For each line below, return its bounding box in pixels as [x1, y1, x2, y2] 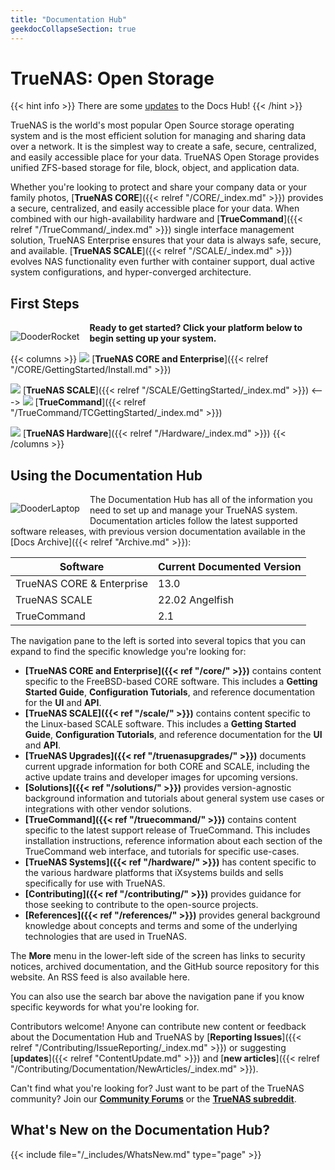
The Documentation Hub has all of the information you [89, 494, 313, 506]
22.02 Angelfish [158, 593, 235, 607]
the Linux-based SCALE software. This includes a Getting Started [24, 718, 297, 730]
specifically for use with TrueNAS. [24, 877, 166, 890]
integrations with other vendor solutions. [24, 803, 192, 815]
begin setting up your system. [89, 332, 217, 345]
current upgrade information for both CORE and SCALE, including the [24, 761, 310, 773]
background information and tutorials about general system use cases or [24, 792, 325, 805]
